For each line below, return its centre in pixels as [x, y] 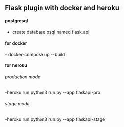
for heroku [16, 65]
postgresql [17, 21]
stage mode [17, 104]
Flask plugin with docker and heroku [62, 8]
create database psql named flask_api [51, 32]
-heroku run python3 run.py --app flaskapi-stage [55, 119]
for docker [16, 43]
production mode [23, 77]
